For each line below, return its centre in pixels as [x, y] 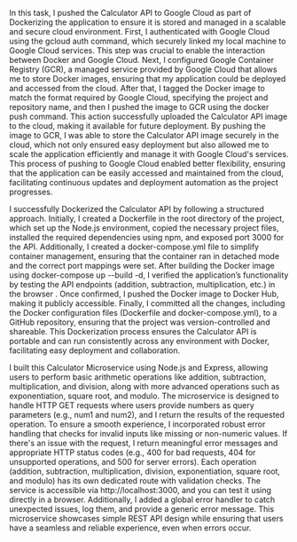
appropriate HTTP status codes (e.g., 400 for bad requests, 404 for [133, 452]
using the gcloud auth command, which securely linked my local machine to [148, 41]
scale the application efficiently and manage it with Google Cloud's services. [149, 154]
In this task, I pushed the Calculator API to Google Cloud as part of [130, 13]
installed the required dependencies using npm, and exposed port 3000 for [147, 237]
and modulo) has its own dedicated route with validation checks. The [135, 481]
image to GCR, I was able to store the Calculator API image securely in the [144, 135]
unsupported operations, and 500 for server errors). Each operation [133, 462]
